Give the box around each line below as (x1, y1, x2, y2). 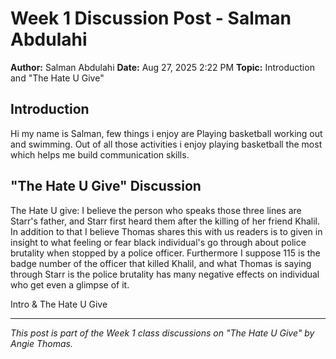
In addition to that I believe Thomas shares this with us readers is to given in (10, 225, 323, 237)
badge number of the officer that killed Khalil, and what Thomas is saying (10, 257, 312, 269)
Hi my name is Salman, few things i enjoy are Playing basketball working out (10, 127, 323, 139)
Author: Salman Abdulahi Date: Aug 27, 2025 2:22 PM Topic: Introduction (10, 61, 315, 73)
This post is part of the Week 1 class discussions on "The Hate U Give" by (10, 327, 315, 339)
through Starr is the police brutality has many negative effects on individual (10, 268, 320, 280)
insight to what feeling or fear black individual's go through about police (10, 236, 307, 248)
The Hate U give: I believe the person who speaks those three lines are (10, 204, 302, 216)
